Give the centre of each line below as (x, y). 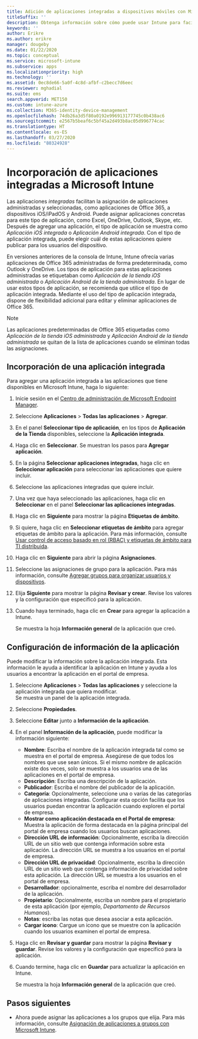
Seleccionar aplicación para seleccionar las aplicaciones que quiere (98, 469)
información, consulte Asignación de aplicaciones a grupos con (92, 1023)
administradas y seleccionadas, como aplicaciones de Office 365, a (88, 208)
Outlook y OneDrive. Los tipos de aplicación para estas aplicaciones (89, 269)
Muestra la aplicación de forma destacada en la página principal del (106, 825)
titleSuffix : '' (26, 17)
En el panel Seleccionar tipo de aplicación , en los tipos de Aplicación (100, 428)
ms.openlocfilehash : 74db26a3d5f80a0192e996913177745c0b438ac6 (86, 116)
